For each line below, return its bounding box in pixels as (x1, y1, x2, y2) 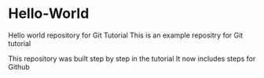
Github (8, 62, 30, 71)
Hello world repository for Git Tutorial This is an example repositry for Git (8, 30, 244, 40)
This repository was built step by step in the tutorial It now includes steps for (8, 54, 256, 63)
